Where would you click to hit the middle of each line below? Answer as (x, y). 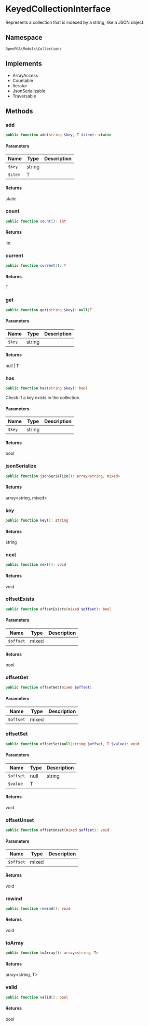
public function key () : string (37, 521)
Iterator (20, 85)
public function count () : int (36, 221)
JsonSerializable (29, 91)
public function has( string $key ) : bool (47, 388)
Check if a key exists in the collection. (43, 398)
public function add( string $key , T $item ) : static (58, 135)
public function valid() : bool (37, 997)
